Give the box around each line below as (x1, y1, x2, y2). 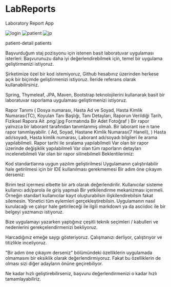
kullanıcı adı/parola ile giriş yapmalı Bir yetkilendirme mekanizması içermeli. (5, 187, 164, 193)
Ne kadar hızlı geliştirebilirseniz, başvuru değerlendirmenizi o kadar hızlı (5, 270, 157, 276)
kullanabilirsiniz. (5, 82, 39, 88)
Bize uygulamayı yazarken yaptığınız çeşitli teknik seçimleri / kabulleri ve (5, 219, 159, 225)
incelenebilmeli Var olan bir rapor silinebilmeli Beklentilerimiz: (5, 150, 134, 157)
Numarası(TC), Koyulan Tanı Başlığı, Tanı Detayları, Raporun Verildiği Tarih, (5, 112, 163, 119)
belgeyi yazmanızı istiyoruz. (5, 208, 64, 215)
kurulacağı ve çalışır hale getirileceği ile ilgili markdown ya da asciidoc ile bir (5, 203, 166, 209)
